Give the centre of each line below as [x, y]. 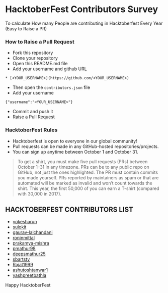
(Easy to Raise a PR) [26, 28]
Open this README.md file [40, 64]
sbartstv [21, 259]
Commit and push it [33, 112]
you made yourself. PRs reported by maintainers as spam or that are [88, 177]
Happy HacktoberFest [28, 285]
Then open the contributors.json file [51, 87]
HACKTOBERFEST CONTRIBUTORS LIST [69, 209]
